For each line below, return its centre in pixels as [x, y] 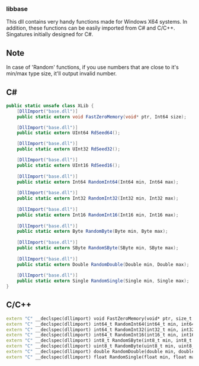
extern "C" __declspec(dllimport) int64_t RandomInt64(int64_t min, [92, 324]
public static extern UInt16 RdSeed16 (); [68, 165]
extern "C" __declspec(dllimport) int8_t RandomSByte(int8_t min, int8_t [99, 341]
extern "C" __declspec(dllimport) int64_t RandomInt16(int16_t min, [92, 335]
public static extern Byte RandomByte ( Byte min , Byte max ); [92, 232]
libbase [17, 9]
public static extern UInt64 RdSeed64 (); [68, 133]
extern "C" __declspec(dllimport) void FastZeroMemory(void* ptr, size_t [99, 319]
